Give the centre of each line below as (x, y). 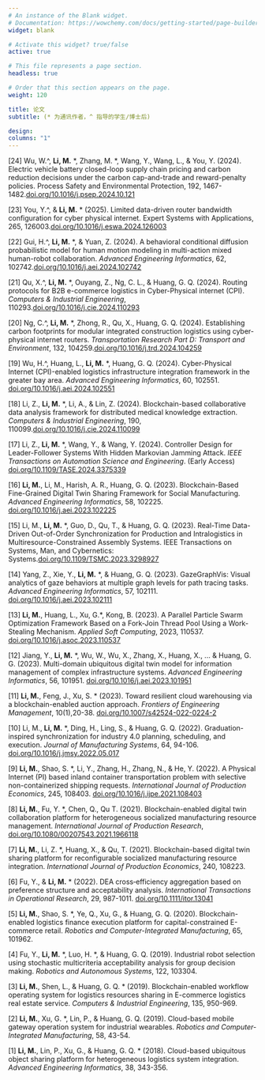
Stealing (22, 632)
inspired (21, 737)
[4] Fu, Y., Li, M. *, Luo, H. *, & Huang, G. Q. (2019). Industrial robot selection (132, 954)
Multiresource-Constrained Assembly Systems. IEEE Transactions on (120, 542)
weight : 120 (28, 95)
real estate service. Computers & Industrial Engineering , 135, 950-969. (123, 1003)
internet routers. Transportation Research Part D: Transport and (141, 340)
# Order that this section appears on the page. (90, 88)
